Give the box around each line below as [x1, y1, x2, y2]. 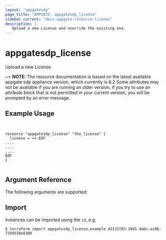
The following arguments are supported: [5, 188, 88, 195]
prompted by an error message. [5, 95, 71, 101]
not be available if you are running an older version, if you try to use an [5, 84, 151, 90]
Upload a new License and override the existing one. [11, 26, 126, 31]
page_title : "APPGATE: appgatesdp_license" [5, 12, 97, 17]
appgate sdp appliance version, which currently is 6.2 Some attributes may [5, 79, 159, 85]
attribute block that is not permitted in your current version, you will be [5, 89, 150, 95]
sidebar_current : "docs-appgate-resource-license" [5, 16, 113, 21]
